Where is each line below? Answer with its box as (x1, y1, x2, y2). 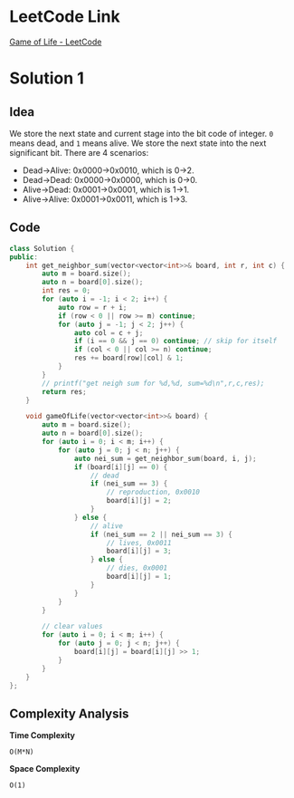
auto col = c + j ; (73, 328, 144, 337)
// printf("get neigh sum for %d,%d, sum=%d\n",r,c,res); (42, 379, 265, 388)
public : (9, 252, 39, 262)
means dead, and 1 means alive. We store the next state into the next (9, 138, 267, 149)
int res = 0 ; (42, 286, 91, 295)
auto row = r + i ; (57, 303, 128, 312)
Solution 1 (9, 68, 84, 89)
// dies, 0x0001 (106, 563, 168, 572)
